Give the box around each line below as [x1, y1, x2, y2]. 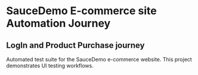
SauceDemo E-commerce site [6, 4, 157, 18]
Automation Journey [6, 17, 111, 30]
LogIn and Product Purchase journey [6, 40, 145, 50]
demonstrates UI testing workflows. [6, 62, 94, 69]
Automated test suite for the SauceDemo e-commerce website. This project [6, 56, 192, 63]
